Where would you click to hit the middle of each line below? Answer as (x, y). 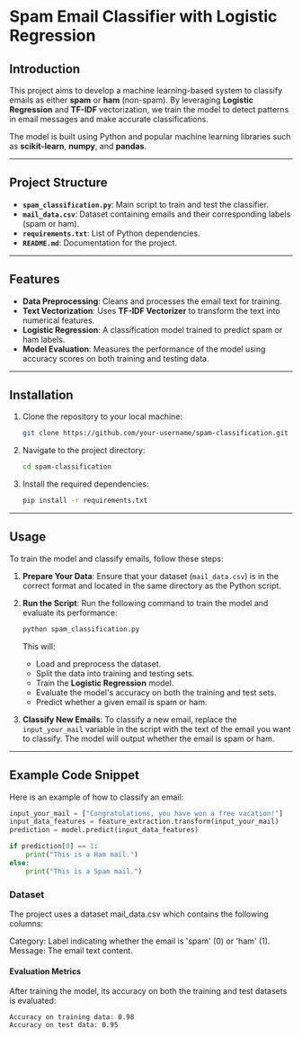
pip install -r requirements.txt (85, 501)
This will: (39, 646)
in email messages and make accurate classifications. (109, 119)
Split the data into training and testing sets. (115, 673)
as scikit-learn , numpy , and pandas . (78, 146)
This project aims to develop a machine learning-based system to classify (146, 90)
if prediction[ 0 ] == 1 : (54, 846)
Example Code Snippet (74, 775)
